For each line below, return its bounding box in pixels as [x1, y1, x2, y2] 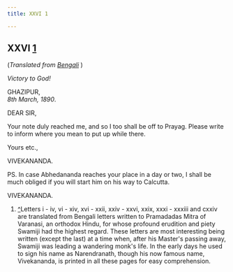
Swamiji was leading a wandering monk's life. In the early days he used [17, 242, 223, 250]
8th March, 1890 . [7, 95, 57, 103]
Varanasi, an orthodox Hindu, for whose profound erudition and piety [17, 220, 216, 228]
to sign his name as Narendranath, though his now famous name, [17, 250, 205, 258]
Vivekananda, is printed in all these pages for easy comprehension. [17, 257, 211, 266]
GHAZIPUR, [7, 88, 40, 96]
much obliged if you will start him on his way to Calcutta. [7, 178, 170, 186]
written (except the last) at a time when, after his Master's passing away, [17, 235, 227, 243]
